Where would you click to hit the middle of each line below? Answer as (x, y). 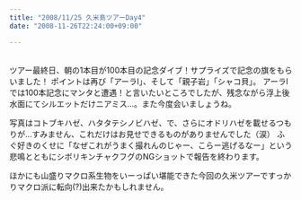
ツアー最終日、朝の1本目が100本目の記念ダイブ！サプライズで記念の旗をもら (151, 70)
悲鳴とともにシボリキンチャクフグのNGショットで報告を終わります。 (137, 156)
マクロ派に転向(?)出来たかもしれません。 (93, 187)
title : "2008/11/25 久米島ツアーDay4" (78, 17)
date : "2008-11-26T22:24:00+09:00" (76, 26)
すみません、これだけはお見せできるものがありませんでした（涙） (154, 134)
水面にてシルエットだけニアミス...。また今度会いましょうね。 (123, 103)
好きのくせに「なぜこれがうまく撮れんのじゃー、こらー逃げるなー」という (155, 145)
